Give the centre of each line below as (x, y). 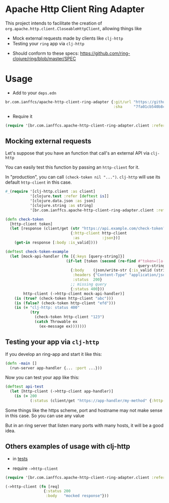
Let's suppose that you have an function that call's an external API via (77, 153)
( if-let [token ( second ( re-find (101, 261)
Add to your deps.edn (34, 93)
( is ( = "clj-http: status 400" (47, 308)
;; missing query (89, 285)
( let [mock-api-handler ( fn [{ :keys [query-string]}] (67, 256)
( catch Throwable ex (56, 322)
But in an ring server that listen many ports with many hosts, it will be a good (84, 425)
